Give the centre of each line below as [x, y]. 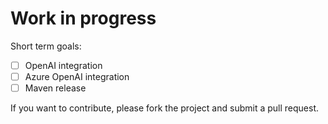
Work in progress [83, 18]
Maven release [55, 88]
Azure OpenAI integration [77, 76]
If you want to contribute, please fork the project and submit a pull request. [164, 108]
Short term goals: [46, 46]
